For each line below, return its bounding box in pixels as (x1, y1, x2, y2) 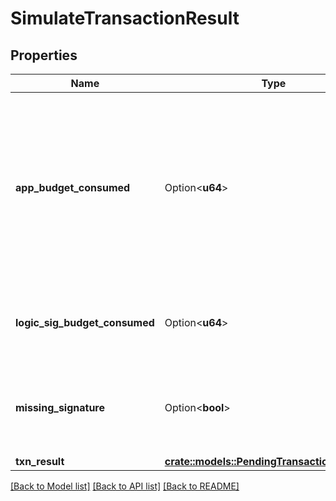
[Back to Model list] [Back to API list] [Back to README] (10, 480, 240, 492)
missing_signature (15, 401, 106, 414)
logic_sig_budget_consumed (15, 316, 155, 329)
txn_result (15, 455, 65, 468)
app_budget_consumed (15, 181, 131, 194)
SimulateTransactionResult (10, 7, 240, 30)
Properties (10, 47, 78, 64)
